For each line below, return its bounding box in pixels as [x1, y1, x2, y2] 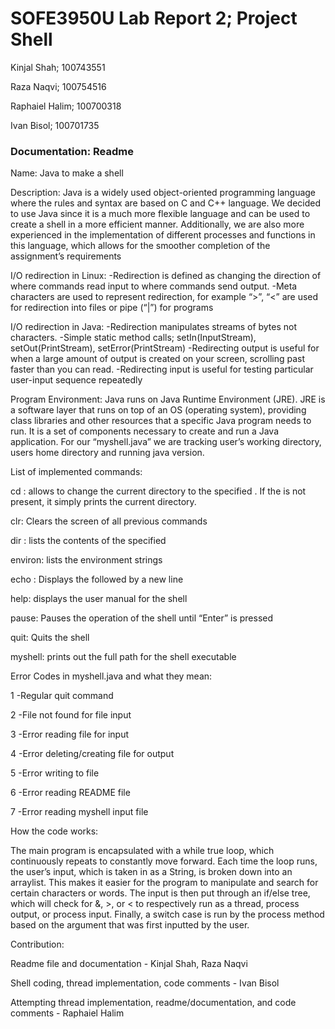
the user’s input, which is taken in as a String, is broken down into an [10, 866, 293, 878]
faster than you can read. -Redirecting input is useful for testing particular [10, 363, 314, 376]
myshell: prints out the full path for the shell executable [10, 651, 237, 663]
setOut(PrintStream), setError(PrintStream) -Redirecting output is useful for [10, 342, 320, 354]
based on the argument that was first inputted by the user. [10, 919, 250, 931]
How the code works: [10, 825, 99, 837]
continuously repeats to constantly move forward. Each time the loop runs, [10, 855, 318, 867]
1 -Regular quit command [10, 690, 114, 702]
